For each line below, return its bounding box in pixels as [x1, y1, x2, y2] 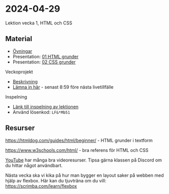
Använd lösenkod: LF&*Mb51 [12, 109, 70, 115]
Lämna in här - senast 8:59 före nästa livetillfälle [12, 84, 114, 90]
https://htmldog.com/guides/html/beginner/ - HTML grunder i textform [5, 137, 153, 143]
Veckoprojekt [5, 69, 33, 75]
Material [5, 35, 32, 43]
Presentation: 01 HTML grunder [12, 53, 79, 59]
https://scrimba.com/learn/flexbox [5, 183, 77, 189]
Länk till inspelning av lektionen [12, 104, 79, 110]
